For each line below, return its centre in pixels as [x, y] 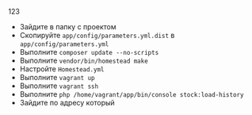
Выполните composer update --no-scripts [89, 52]
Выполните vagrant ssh [59, 86]
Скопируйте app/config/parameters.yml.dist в [97, 35]
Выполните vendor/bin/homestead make [84, 60]
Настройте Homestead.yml [62, 69]
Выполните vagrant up [57, 77]
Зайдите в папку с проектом [68, 27]
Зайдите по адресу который [67, 103]
